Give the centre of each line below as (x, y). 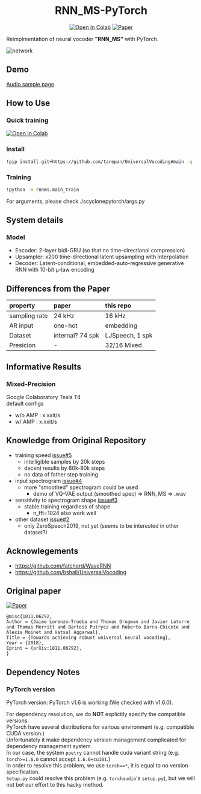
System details (35, 220)
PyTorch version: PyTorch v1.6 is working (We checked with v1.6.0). (90, 703)
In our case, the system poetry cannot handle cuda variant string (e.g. (93, 753)
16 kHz (116, 316)
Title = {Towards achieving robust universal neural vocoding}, (88, 638)
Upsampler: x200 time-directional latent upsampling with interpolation (102, 257)
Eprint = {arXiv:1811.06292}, (44, 648)
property (22, 306)
